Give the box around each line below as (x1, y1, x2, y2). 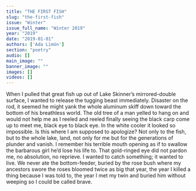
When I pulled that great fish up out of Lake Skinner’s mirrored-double (6, 91, 177, 98)
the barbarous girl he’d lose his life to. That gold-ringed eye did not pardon (6, 147, 187, 154)
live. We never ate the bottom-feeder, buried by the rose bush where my (6, 160, 181, 167)
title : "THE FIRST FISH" (6, 8, 67, 15)
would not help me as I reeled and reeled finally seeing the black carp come (6, 116, 190, 123)
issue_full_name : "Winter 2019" (6, 25, 85, 31)
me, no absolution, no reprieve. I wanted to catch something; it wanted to (6, 153, 184, 160)
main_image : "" (6, 58, 44, 64)
